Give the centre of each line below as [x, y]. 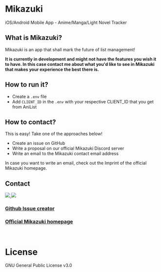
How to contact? [30, 122]
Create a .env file [30, 97]
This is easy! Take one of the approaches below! [54, 134]
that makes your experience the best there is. [52, 69]
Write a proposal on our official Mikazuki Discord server [68, 148]
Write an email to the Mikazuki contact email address [65, 154]
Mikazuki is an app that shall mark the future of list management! [70, 49]
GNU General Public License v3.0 [39, 265]
